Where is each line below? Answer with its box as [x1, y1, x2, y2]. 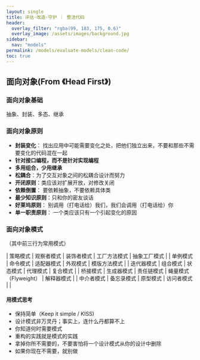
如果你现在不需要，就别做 [14, 347, 78, 355]
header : [6, 20, 26, 26]
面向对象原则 [6, 127, 44, 135]
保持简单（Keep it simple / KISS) [14, 311, 94, 318]
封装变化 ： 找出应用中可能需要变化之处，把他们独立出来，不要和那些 [14, 141, 184, 149]
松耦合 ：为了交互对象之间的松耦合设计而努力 [14, 171, 125, 179]
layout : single [6, 8, 44, 15]
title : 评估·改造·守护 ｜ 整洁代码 [6, 14, 85, 20]
